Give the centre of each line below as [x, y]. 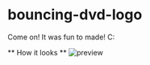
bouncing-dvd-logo [75, 15]
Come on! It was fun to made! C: [61, 37]
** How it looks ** [37, 52]
